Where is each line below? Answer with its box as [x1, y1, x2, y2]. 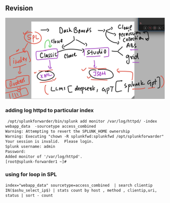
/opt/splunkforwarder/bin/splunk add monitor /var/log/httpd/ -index [7, 119, 157, 124]
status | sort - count [5, 193, 53, 198]
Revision [5, 4, 33, 13]
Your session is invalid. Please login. [5, 139, 94, 144]
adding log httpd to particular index [5, 107, 94, 114]
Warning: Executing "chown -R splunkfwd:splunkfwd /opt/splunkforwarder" [5, 134, 164, 139]
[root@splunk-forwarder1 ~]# [5, 159, 67, 165]
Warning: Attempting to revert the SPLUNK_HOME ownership [5, 129, 130, 134]
